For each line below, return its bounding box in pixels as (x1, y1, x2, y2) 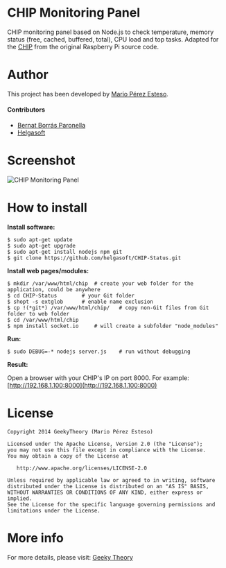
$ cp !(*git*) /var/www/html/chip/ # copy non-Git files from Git (7, 304, 209, 311)
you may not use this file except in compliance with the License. (7, 446, 207, 454)
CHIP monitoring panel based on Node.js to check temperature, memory (7, 28, 214, 36)
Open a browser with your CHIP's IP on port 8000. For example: (7, 373, 189, 382)
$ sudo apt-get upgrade (7, 242, 76, 249)
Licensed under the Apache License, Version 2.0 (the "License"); (7, 440, 203, 447)
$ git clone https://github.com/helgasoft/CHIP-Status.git (7, 255, 182, 261)
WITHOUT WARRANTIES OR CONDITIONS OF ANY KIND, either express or (7, 489, 203, 496)
